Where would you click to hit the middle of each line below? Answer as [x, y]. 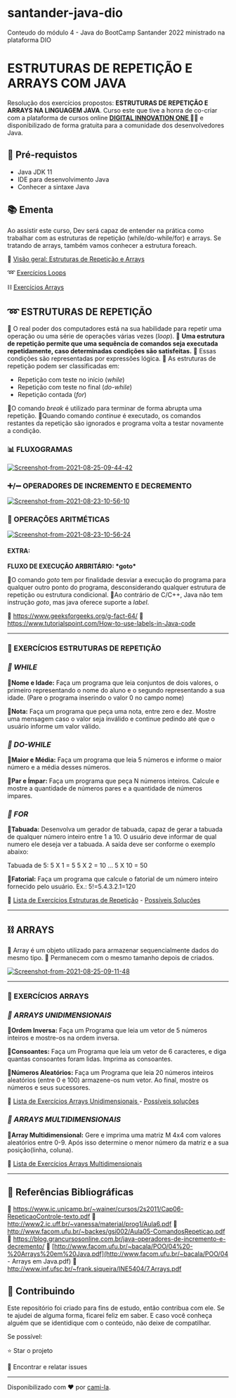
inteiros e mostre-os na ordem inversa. [63, 1038]
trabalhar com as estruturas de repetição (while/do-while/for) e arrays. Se [114, 238]
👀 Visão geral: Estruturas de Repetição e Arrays [76, 259]
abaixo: [18, 852]
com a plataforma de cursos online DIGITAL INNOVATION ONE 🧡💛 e [105, 118]
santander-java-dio [65, 13]
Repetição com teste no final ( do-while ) [74, 387]
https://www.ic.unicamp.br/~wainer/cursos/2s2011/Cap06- [98, 1209]
